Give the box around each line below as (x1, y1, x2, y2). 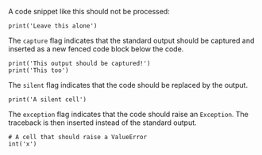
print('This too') (8, 66, 69, 74)
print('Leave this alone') (8, 22, 98, 30)
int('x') (8, 140, 37, 148)
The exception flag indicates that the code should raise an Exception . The (8, 110, 249, 119)
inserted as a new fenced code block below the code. (8, 44, 184, 54)
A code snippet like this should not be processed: (8, 7, 171, 16)
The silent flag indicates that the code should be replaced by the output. (8, 81, 249, 89)
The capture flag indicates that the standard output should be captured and (8, 36, 255, 45)
